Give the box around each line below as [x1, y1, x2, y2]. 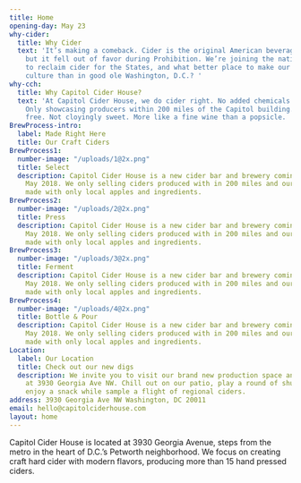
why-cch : [9, 80, 42, 89]
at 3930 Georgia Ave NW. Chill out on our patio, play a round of [25, 379, 279, 388]
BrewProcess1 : [9, 146, 63, 155]
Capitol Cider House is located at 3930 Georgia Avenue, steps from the [9, 436, 271, 447]
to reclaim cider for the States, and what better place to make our [25, 64, 291, 72]
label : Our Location [17, 354, 94, 363]
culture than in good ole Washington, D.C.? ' [25, 72, 202, 80]
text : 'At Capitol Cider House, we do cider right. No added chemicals [17, 96, 291, 106]
